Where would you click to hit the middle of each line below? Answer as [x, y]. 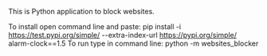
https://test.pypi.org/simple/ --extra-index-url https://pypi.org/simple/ [123, 35]
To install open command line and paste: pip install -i [95, 26]
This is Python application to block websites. [82, 11]
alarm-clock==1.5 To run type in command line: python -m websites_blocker [133, 43]
